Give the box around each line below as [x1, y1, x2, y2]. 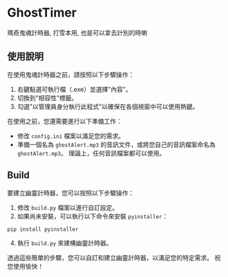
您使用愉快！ [7, 262, 44, 270]
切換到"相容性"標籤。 [17, 93, 78, 102]
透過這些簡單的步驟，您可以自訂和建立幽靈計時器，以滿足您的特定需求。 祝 [7, 254, 221, 262]
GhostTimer [7, 5, 77, 21]
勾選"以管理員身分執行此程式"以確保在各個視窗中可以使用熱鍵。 [17, 102, 199, 111]
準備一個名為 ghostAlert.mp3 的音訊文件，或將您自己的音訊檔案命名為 [17, 140, 216, 149]
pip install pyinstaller [7, 226, 79, 233]
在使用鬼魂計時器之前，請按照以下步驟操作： [7, 70, 135, 79]
